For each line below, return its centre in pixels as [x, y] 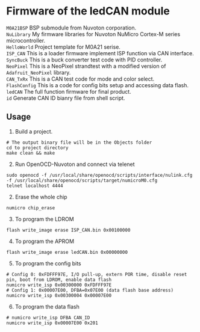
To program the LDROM [44, 219]
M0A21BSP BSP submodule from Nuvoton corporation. [71, 28]
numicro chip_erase [31, 208]
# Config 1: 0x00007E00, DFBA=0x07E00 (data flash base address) [90, 290]
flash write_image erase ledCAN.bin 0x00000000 [67, 252]
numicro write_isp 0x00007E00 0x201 [52, 323]
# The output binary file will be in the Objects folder [79, 143]
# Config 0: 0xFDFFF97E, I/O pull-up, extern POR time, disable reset [97, 274]
